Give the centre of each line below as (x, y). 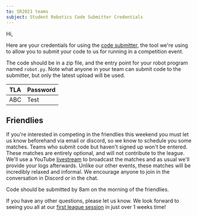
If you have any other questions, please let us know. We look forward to (93, 201)
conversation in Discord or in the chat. (52, 178)
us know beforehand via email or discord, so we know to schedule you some (99, 141)
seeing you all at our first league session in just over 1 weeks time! (86, 207)
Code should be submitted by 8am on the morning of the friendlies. (88, 190)
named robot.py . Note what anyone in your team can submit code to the (94, 69)
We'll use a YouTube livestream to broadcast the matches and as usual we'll (98, 160)
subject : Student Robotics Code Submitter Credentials (75, 17)
